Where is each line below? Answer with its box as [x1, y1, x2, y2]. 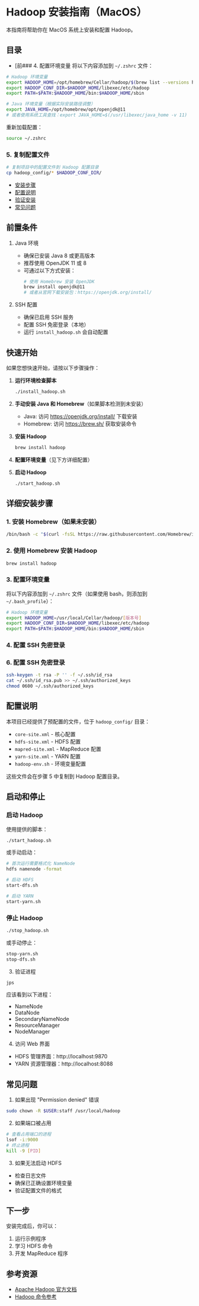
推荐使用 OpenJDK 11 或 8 [23, 259, 87, 267]
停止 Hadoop [6, 914, 43, 922]
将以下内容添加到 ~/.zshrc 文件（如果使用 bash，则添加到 [6, 590, 148, 597]
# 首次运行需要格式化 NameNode [6, 860, 75, 867]
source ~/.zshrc [6, 135, 46, 141]
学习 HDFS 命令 [14, 1243, 53, 1250]
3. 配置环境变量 [6, 575, 50, 584]
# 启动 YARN [6, 893, 34, 899]
